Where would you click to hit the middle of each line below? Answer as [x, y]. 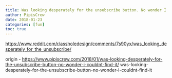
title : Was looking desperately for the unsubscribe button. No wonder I [86, 10]
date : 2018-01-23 [24, 19]
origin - [13, 59]
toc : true [16, 29]
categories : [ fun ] [25, 24]
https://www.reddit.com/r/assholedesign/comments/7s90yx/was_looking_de [86, 44]
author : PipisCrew [25, 15]
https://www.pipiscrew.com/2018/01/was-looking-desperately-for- [92, 59]
